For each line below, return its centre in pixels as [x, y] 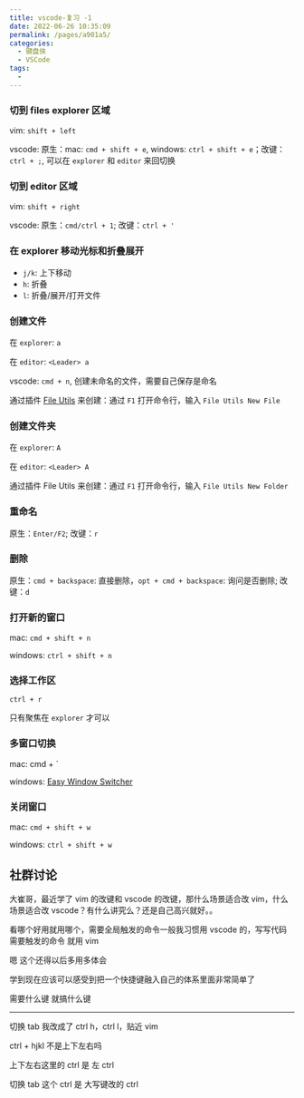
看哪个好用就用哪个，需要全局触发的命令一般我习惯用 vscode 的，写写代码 [148, 929]
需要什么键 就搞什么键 [50, 998]
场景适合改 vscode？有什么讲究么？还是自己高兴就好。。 [114, 910]
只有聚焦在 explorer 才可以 [60, 718]
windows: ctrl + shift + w [61, 845]
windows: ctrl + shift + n [61, 656]
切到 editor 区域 [44, 186]
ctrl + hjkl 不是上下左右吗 [56, 1045]
